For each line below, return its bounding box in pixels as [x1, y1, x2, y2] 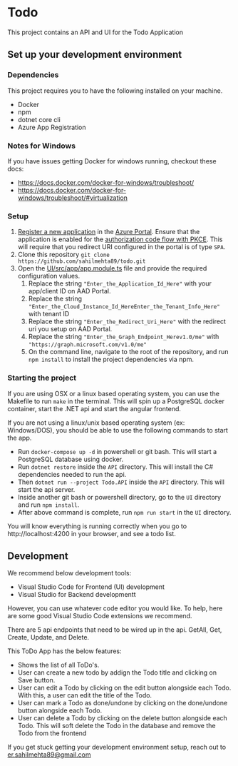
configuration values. [17, 272, 81, 281]
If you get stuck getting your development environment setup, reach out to [7, 743, 227, 752]
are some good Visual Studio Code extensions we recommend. [7, 612, 192, 620]
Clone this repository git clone [17, 251, 110, 259]
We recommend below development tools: [7, 569, 132, 578]
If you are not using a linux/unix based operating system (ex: [7, 418, 185, 427]
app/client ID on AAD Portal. [28, 287, 112, 296]
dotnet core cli [17, 115, 61, 124]
